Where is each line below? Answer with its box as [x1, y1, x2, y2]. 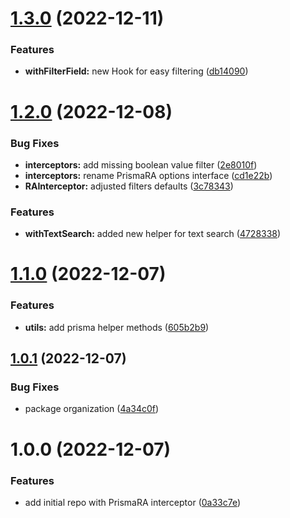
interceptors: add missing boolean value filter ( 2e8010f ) [24, 158, 258, 171]
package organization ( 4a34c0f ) [24, 403, 160, 415]
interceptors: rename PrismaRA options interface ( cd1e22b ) [24, 169, 273, 181]
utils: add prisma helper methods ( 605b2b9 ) [24, 321, 210, 333]
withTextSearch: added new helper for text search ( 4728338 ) [24, 228, 282, 240]
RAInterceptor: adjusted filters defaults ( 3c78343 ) [24, 180, 234, 192]
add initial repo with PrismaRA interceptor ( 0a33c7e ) [24, 496, 242, 508]
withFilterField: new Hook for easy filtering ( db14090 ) [24, 65, 249, 77]
